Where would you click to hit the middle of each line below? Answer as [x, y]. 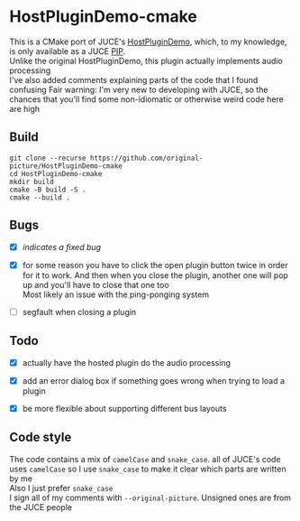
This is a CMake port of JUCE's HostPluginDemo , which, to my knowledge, [148, 42]
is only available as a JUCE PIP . [68, 51]
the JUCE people [41, 507]
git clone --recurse [48, 158]
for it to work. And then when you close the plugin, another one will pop [155, 275]
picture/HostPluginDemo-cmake [66, 166]
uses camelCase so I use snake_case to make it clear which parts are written [148, 469]
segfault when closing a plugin [79, 312]
